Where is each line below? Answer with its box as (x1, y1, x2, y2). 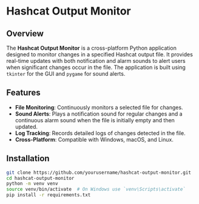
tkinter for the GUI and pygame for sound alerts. (6, 70, 126, 77)
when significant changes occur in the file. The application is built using (6, 64, 186, 71)
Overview (6, 28, 44, 39)
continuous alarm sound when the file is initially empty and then (15, 116, 175, 123)
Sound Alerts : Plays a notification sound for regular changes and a (15, 110, 183, 117)
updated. (15, 123, 38, 130)
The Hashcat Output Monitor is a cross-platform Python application (6, 44, 177, 51)
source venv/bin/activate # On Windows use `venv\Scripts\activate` (6, 186, 186, 192)
